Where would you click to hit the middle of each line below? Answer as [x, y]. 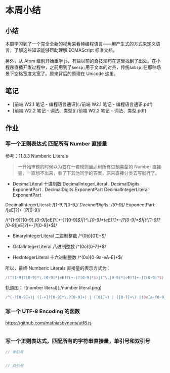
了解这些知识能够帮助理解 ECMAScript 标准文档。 [66, 50]
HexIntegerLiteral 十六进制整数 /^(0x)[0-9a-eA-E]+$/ [68, 257]
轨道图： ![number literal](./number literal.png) [54, 288]
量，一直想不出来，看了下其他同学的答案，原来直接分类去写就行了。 [89, 173]
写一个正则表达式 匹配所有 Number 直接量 [56, 144]
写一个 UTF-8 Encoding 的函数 [42, 311]
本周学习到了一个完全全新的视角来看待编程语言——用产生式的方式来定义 [80, 44]
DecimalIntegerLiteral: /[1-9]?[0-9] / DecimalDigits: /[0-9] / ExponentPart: [80, 204]
